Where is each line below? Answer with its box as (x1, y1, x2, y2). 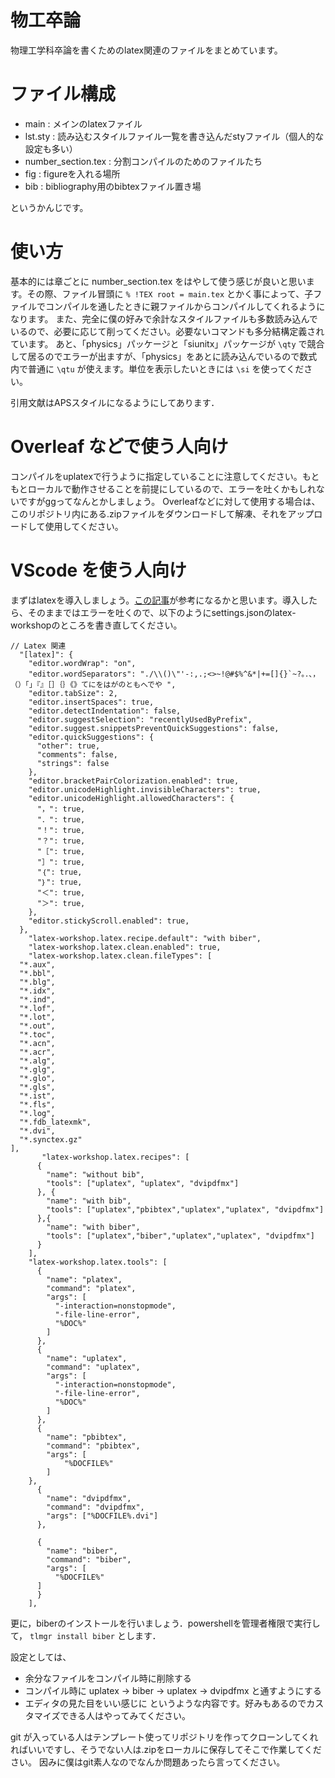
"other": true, (36, 741, 101, 751)
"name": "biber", (46, 1546, 118, 1556)
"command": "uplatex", (46, 1362, 141, 1372)
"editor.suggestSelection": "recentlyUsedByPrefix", (28, 714, 253, 725)
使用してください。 (44, 520, 124, 532)
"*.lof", (19, 1003, 56, 1013)
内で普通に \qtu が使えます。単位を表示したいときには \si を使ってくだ (10, 362, 305, 375)
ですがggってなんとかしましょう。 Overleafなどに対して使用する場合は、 (18, 495, 321, 507)
